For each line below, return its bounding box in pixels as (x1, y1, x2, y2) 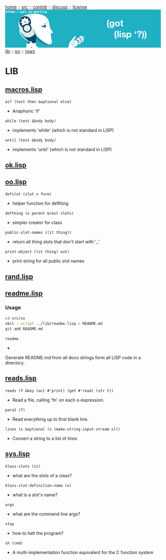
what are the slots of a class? (12, 472, 72, 478)
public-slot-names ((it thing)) (5, 230, 72, 235)
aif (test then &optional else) (5, 100, 72, 105)
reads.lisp (5, 374, 37, 383)
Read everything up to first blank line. (12, 416, 89, 422)
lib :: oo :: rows (5, 49, 36, 55)
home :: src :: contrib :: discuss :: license (5, 4, 87, 10)
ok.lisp (5, 161, 27, 169)
